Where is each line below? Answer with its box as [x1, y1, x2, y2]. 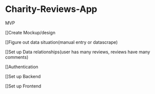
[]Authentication [5, 64, 39, 70]
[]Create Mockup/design [5, 29, 56, 35]
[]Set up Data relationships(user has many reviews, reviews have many [5, 49, 151, 55]
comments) [5, 54, 29, 60]
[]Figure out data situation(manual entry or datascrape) [5, 39, 118, 45]
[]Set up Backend [5, 73, 41, 79]
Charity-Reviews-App [5, 3, 97, 15]
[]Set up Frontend [5, 83, 41, 89]
